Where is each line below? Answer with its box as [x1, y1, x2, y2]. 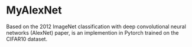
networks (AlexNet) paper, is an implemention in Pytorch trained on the [6, 29, 179, 36]
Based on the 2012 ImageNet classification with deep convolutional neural [6, 23, 186, 30]
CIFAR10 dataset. [6, 35, 48, 42]
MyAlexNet [6, 4, 62, 17]
